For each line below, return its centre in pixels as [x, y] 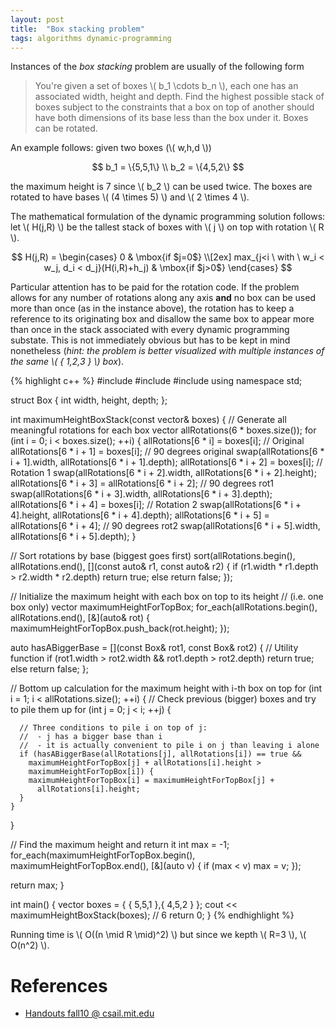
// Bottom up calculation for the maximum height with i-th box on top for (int [166, 688]
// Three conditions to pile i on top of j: [113, 728]
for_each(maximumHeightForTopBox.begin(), [103, 855]
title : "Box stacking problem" [77, 29]
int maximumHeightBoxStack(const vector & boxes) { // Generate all [148, 420]
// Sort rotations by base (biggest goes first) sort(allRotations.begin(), [153, 556]
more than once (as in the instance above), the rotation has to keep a [152, 308]
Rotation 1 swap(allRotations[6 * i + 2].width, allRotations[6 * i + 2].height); [163, 473]
